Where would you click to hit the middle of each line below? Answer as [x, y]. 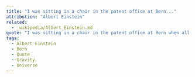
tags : [13, 38]
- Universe [25, 65]
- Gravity [23, 60]
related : [17, 22]
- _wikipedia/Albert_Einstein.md [52, 27]
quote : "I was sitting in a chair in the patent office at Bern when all [98, 33]
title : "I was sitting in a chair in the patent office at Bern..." [91, 11]
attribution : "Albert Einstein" [45, 17]
